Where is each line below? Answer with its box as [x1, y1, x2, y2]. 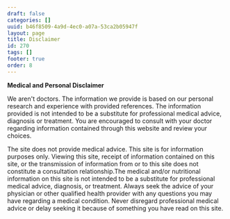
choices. [7, 131, 32, 140]
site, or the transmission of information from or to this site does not [7, 159, 199, 168]
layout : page [7, 29, 45, 37]
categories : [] [7, 17, 51, 24]
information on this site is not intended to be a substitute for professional [7, 175, 215, 183]
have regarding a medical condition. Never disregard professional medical [7, 196, 219, 205]
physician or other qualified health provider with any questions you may [7, 189, 213, 197]
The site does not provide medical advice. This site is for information [7, 145, 204, 153]
